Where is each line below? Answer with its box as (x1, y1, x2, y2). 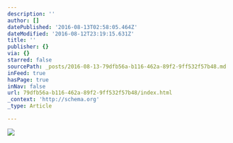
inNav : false (7, 83, 46, 90)
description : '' (7, 10, 55, 18)
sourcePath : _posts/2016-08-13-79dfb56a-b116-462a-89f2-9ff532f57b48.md (7, 63, 227, 70)
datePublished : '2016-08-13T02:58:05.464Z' (7, 23, 138, 30)
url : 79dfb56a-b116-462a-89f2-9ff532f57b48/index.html (7, 89, 173, 96)
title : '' (7, 37, 37, 44)
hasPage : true (7, 76, 50, 84)
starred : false (7, 57, 52, 64)
